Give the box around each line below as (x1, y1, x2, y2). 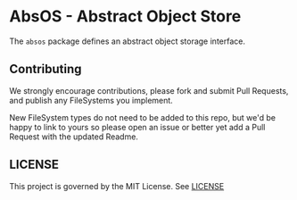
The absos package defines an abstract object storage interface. (9, 36, 245, 46)
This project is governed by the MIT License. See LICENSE (9, 180, 225, 191)
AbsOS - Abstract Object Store (9, 6, 242, 27)
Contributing (9, 62, 82, 77)
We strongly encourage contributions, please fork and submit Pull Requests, (9, 85, 289, 96)
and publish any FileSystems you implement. (9, 95, 174, 105)
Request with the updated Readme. (9, 131, 138, 142)
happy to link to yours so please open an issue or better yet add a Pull (9, 121, 266, 132)
